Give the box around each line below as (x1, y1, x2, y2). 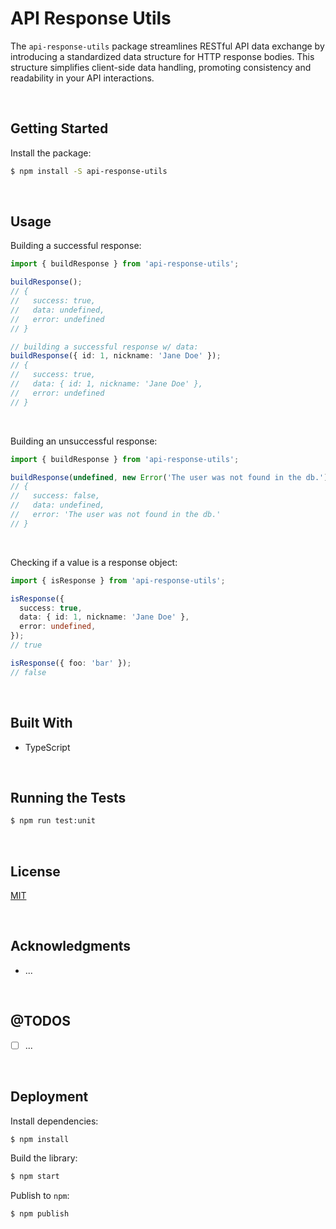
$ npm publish (10, 1209, 70, 1219)
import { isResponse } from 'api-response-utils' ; (10, 575, 226, 586)
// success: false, (10, 491, 101, 501)
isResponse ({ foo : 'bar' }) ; (10, 658, 132, 668)
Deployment (10, 1088, 89, 1106)
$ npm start (10, 1172, 60, 1182)
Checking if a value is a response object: (10, 556, 178, 568)
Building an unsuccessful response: (10, 435, 158, 447)
